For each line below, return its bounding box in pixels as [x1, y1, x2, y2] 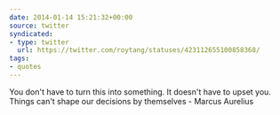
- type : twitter [9, 37, 69, 47]
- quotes [9, 63, 42, 72]
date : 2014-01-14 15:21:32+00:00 [9, 12, 133, 22]
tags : [9, 54, 29, 63]
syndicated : [9, 29, 53, 38]
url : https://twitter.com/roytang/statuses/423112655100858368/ [17, 46, 260, 55]
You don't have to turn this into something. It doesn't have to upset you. [9, 86, 271, 97]
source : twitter [9, 21, 69, 30]
